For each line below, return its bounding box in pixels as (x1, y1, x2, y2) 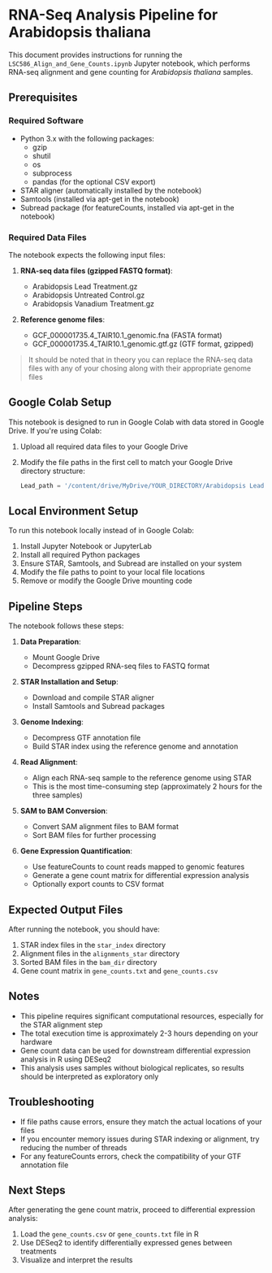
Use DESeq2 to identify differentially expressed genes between (19, 1238, 233, 1248)
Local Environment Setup (8, 504, 139, 518)
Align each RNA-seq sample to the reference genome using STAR (32, 773, 252, 783)
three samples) (32, 790, 83, 800)
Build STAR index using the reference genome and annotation (32, 741, 239, 751)
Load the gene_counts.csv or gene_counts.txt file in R (19, 1229, 199, 1239)
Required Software (8, 115, 84, 127)
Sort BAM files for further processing (32, 831, 157, 841)
